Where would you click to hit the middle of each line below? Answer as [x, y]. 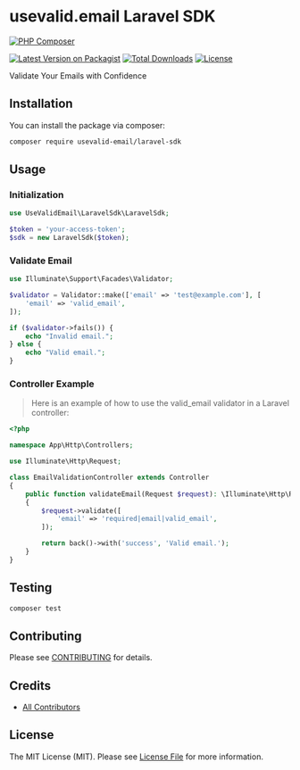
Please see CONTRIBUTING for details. [81, 658]
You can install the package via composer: [87, 125]
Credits [30, 686]
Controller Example [52, 384]
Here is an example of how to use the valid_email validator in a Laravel [160, 403]
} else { [25, 344]
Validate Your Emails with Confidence [78, 75]
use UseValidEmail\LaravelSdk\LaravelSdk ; [89, 213]
